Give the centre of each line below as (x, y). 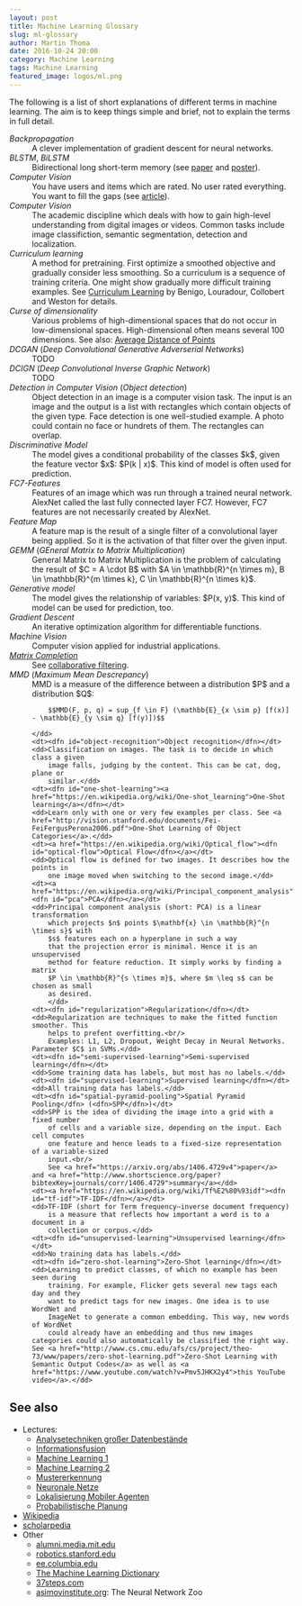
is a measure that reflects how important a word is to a (159, 1214)
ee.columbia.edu (67, 1563)
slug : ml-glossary (44, 34)
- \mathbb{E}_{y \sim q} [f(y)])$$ (98, 718)
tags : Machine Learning (54, 68)
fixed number (56, 1120)
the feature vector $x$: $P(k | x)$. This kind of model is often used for (162, 464)
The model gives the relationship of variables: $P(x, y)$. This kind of (159, 598)
